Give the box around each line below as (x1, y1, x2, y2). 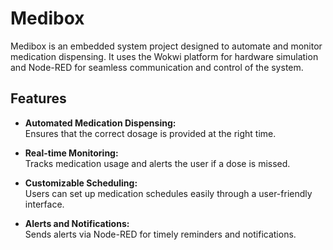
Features (10, 90, 67, 107)
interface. (24, 198, 65, 210)
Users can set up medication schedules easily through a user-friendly (24, 187, 313, 199)
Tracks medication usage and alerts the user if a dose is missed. (24, 157, 291, 169)
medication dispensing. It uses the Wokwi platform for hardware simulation (10, 50, 319, 62)
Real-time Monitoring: (24, 147, 119, 159)
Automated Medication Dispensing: (24, 117, 177, 129)
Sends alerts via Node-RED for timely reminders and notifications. (24, 228, 297, 240)
